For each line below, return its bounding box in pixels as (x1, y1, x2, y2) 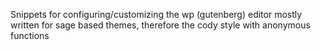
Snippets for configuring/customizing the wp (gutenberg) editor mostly (10, 9, 303, 20)
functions (10, 30, 50, 41)
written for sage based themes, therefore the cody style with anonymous (10, 19, 311, 31)
